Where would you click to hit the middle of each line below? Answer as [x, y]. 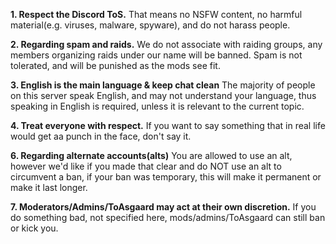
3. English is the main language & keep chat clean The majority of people [163, 85]
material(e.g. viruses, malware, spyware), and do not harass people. [150, 25]
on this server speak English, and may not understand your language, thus [163, 95]
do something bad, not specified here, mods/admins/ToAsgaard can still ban [168, 217]
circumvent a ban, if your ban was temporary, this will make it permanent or [166, 177]
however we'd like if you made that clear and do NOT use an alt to [146, 166]
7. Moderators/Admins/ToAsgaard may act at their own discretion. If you [163, 207]
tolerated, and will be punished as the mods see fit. [115, 65]
